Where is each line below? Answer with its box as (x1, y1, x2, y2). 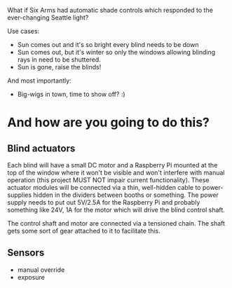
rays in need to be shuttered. (17, 55, 102, 64)
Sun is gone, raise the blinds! (17, 63, 102, 71)
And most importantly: (7, 76, 71, 85)
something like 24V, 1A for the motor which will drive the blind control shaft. (7, 206, 226, 214)
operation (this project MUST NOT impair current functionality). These (7, 176, 210, 184)
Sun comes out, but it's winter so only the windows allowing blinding (17, 48, 216, 56)
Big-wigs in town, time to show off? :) (17, 90, 125, 98)
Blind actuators (7, 142, 76, 154)
